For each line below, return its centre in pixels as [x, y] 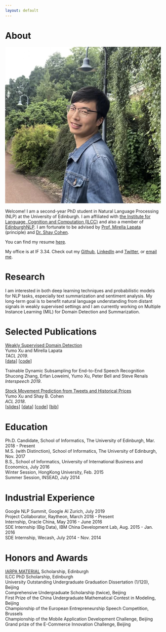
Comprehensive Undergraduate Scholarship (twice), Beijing [66, 593]
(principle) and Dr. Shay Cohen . [37, 232]
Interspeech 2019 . [23, 381]
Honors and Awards [46, 558]
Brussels [14, 614]
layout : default [22, 10]
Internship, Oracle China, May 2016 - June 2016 [54, 522]
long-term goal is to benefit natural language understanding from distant [79, 301]
